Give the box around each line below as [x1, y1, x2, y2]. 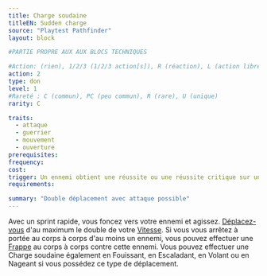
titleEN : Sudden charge [8, 19, 87, 27]
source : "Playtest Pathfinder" [8, 26, 112, 34]
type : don [8, 77, 41, 85]
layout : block [8, 33, 56, 42]
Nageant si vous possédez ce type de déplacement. [8, 259, 179, 268]
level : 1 [8, 84, 37, 92]
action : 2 [8, 70, 41, 78]
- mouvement [15, 136, 56, 144]
